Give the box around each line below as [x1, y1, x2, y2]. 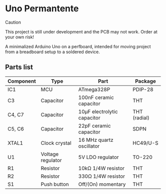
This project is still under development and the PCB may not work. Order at [5, 29, 158, 34]
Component [7, 77, 36, 84]
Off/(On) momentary [78, 181, 126, 188]
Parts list [5, 63, 33, 71]
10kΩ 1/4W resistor [78, 164, 125, 171]
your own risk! [5, 34, 35, 40]
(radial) [132, 114, 150, 121]
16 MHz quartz [78, 136, 114, 143]
